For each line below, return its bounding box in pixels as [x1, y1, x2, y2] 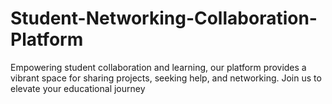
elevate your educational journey [10, 82, 146, 94]
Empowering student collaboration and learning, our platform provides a [10, 61, 307, 73]
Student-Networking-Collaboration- [10, 7, 318, 30]
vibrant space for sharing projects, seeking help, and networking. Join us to [10, 72, 322, 84]
